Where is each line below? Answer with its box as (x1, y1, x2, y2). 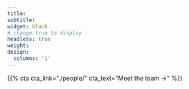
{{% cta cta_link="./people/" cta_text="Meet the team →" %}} (7, 74, 183, 82)
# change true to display (7, 29, 82, 37)
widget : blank (7, 23, 48, 30)
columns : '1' (13, 55, 51, 62)
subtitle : (7, 17, 36, 23)
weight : (7, 42, 30, 49)
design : (7, 49, 30, 56)
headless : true (7, 36, 51, 43)
